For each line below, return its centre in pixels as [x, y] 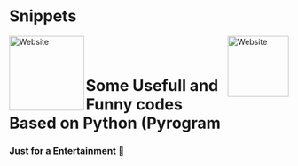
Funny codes [134, 105]
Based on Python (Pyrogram [115, 123]
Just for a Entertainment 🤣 [67, 151]
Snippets [43, 16]
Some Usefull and [152, 86]
